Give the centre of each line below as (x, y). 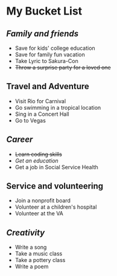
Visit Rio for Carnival (40, 101)
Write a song (31, 247)
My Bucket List (44, 11)
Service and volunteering (55, 186)
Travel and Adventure (48, 86)
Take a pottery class (40, 260)
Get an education (36, 160)
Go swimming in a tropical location (58, 107)
